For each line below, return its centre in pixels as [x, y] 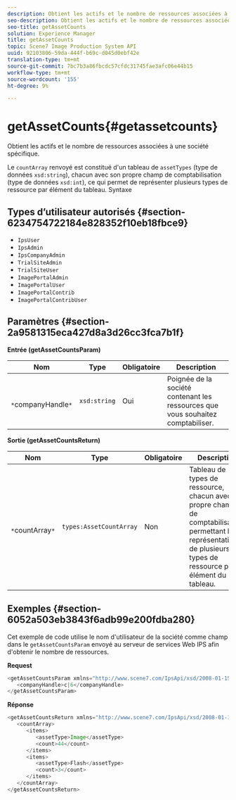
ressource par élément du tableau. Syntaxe [70, 190]
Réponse [20, 705]
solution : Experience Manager [52, 33]
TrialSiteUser [38, 270]
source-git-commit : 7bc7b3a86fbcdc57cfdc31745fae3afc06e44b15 [100, 66]
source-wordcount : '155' [44, 79]
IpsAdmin [30, 248]
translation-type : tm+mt [44, 60]
